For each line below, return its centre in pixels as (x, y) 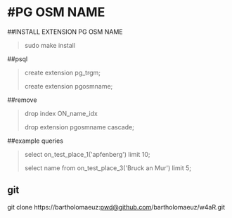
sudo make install (50, 45)
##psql (18, 59)
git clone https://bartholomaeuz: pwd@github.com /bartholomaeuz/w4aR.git (116, 207)
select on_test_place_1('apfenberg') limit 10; (87, 154)
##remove (22, 100)
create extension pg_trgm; (62, 72)
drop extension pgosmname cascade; (79, 127)
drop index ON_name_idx (61, 113)
